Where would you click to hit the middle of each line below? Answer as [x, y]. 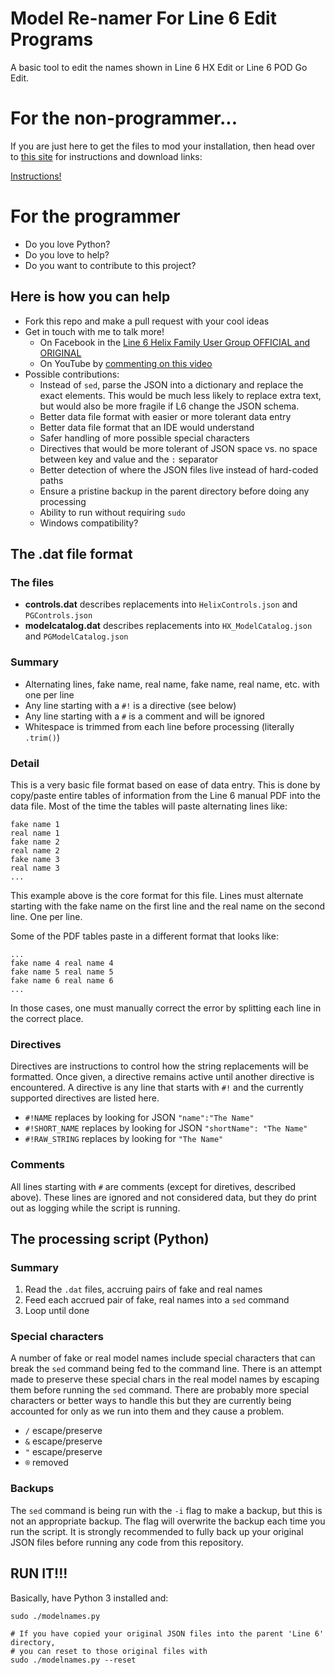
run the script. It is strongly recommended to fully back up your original [157, 1531]
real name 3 [35, 868]
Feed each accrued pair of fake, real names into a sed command [157, 1300]
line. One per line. [46, 916]
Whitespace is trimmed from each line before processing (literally [159, 726]
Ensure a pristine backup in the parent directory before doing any [174, 491]
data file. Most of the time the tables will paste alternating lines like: [149, 806]
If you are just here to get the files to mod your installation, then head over [163, 146]
